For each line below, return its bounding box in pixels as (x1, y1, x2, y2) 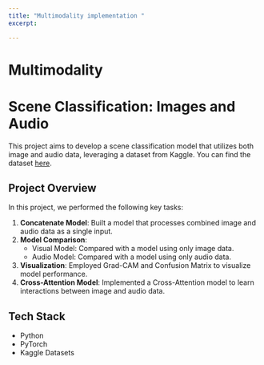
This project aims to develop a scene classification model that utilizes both (8, 141, 254, 151)
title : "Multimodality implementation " (8, 11, 146, 20)
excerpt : (8, 19, 38, 27)
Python (19, 331, 44, 341)
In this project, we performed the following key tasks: (8, 202, 184, 213)
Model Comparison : (19, 235, 88, 245)
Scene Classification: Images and (8, 97, 236, 116)
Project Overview (8, 181, 97, 195)
